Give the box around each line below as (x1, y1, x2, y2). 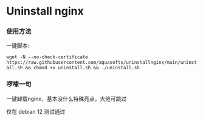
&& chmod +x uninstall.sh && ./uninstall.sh (25, 65, 140, 71)
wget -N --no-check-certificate (6, 54, 88, 60)
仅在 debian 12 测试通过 (6, 108, 66, 115)
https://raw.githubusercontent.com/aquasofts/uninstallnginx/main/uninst (6, 60, 198, 66)
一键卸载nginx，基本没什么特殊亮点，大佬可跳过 (6, 95, 127, 102)
